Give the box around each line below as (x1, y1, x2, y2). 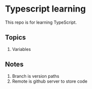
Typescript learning (5, 3, 86, 15)
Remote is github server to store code (12, 78, 88, 84)
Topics (5, 33, 26, 42)
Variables (12, 46, 31, 52)
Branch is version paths (12, 73, 60, 79)
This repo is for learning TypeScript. (5, 19, 77, 25)
